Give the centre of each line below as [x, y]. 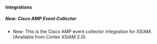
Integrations [19, 7]
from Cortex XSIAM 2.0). [61, 37]
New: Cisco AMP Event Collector [41, 19]
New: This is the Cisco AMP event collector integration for [74, 31]
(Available [23, 37]
